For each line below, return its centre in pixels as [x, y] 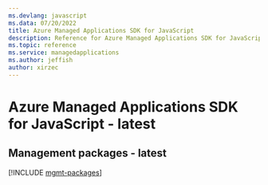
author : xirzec [33, 68]
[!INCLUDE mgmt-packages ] [55, 172]
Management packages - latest [88, 154]
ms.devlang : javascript [48, 16]
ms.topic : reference [43, 45]
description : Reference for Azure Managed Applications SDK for [117, 38]
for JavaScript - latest [82, 124]
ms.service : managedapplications [64, 53]
